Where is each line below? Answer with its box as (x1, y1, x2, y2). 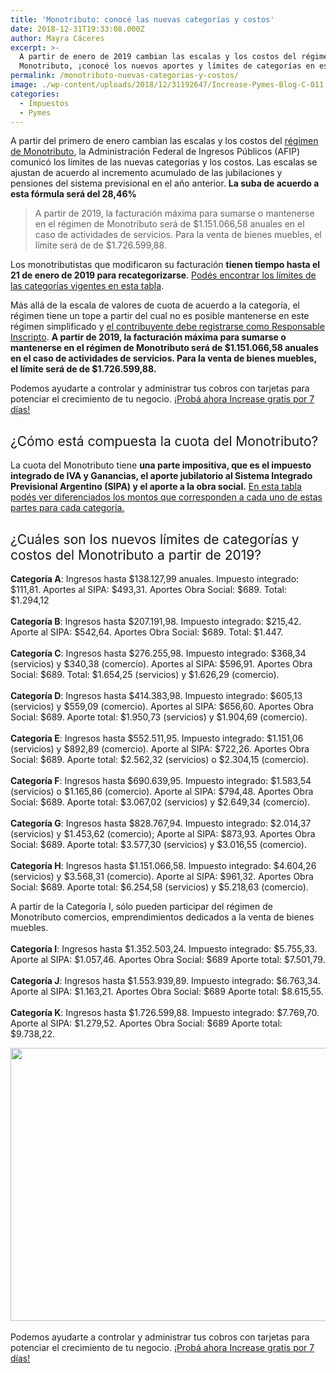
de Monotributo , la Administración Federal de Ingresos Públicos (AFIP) (10, 146, 301, 158)
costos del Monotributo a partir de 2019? (10, 546, 262, 563)
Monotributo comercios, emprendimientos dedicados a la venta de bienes (10, 911, 315, 923)
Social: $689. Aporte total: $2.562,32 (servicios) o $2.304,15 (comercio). (10, 754, 310, 765)
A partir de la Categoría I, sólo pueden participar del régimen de (10, 901, 273, 912)
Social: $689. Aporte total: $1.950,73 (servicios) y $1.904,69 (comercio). (10, 711, 308, 723)
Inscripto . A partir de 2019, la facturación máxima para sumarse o (10, 331, 287, 343)
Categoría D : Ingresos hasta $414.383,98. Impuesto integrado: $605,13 (10, 690, 303, 701)
